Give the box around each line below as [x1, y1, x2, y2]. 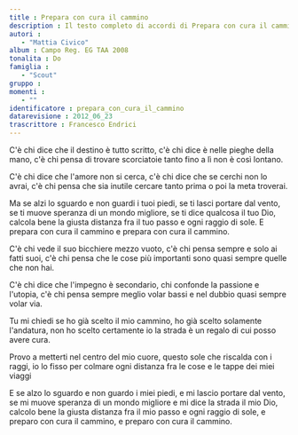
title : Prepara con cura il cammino [9, 12, 149, 22]
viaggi [9, 370, 32, 381]
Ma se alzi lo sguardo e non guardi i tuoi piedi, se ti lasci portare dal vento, [9, 198, 281, 209]
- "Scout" [20, 71, 58, 80]
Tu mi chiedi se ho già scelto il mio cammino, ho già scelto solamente [9, 316, 263, 326]
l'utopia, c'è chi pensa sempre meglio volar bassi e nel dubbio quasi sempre [9, 289, 286, 299]
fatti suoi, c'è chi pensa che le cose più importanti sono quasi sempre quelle [9, 253, 287, 263]
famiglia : [9, 63, 50, 72]
